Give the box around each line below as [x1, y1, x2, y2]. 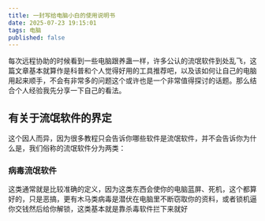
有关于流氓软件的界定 [8, 111, 112, 125]
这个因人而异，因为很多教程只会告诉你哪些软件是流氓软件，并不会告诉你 [8, 133, 243, 143]
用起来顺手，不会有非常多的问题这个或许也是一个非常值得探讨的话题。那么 [8, 76, 250, 85]
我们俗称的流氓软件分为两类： [28, 144, 126, 153]
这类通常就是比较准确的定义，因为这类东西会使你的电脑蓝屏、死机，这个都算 [8, 185, 257, 194]
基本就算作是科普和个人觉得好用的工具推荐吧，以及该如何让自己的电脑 [28, 66, 257, 76]
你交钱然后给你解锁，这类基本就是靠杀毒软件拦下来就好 [8, 204, 188, 214]
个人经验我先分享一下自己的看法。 [14, 86, 126, 96]
